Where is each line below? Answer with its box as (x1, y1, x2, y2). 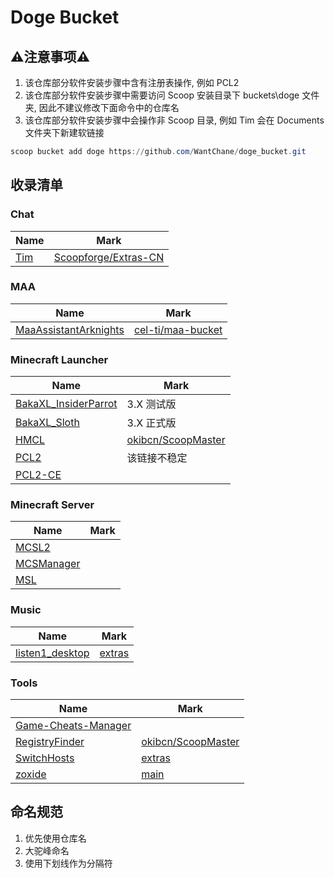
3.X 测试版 (126, 397, 177, 411)
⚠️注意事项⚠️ (10, 48, 91, 65)
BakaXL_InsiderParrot (15, 397, 118, 411)
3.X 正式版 (126, 416, 177, 430)
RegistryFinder (15, 735, 85, 749)
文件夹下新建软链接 (24, 127, 105, 138)
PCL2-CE (15, 468, 62, 482)
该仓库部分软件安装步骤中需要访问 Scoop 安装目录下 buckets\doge (24, 89, 300, 101)
